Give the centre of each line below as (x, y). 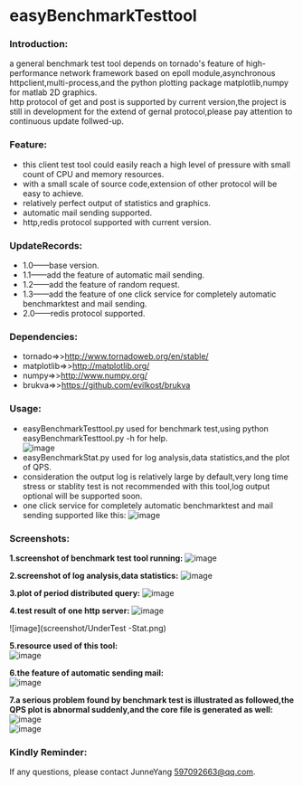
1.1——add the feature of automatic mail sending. (114, 275)
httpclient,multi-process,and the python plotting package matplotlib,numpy (149, 83)
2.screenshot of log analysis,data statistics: (94, 575)
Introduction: (39, 44)
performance (34, 73)
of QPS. (37, 467)
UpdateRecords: (46, 245)
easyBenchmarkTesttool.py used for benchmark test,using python (146, 428)
